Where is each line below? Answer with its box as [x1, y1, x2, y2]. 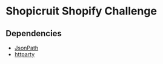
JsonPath [14, 44, 39, 51]
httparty [14, 51, 35, 58]
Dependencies [5, 28, 62, 39]
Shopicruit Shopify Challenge [5, 4, 157, 18]
